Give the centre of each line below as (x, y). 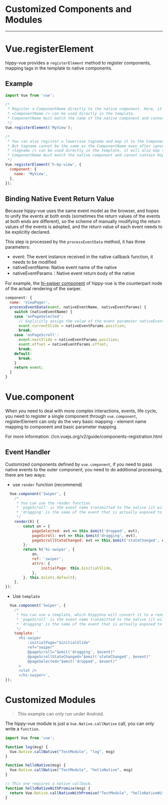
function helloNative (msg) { (35, 765)
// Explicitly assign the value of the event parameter (78, 321)
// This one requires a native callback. (49, 784)
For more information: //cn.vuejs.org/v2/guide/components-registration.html (84, 436)
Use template (26, 596)
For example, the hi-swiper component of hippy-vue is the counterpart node (84, 283)
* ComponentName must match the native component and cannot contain (81, 155)
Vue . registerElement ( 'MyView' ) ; (39, 128)
